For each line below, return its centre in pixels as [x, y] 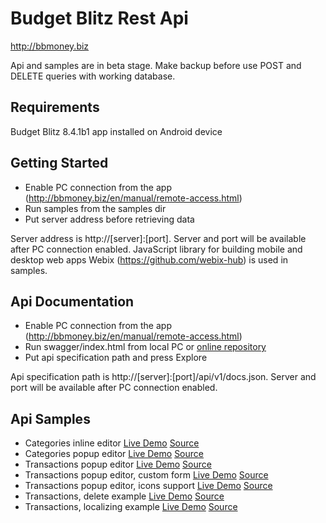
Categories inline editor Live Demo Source [112, 443]
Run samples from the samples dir [95, 208]
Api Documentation [72, 301]
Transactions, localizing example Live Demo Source [131, 507]
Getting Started [59, 163]
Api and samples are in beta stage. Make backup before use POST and [156, 65]
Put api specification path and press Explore [116, 358]
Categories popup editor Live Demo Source [114, 454]
